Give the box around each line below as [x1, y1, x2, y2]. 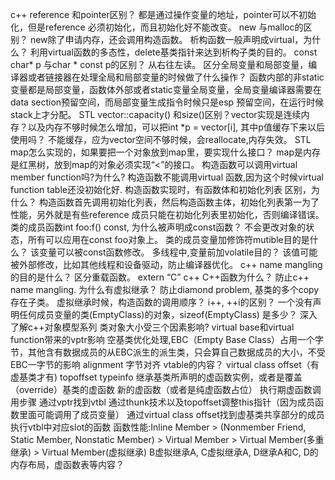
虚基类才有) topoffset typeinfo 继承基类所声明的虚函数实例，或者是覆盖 [10, 371, 303, 383]
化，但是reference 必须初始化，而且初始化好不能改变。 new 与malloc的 [10, 21, 304, 33]
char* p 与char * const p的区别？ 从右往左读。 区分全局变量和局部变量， [10, 59, 309, 70]
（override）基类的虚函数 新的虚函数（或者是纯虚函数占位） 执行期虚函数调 [10, 384, 322, 395]
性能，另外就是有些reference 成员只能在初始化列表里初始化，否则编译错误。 [10, 209, 325, 220]
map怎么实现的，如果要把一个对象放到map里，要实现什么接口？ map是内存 [10, 146, 322, 158]
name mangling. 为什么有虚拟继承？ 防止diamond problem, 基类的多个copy [10, 284, 320, 295]
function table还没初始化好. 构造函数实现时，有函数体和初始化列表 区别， [10, 184, 312, 195]
